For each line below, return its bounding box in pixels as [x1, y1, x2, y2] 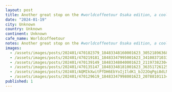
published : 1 [5, 79, 33, 84]
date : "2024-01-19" [5, 17, 47, 22]
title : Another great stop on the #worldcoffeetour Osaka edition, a [5, 12, 157, 17]
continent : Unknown [5, 31, 47, 36]
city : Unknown [5, 21, 36, 27]
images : [5, 45, 22, 51]
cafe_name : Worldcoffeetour [5, 36, 66, 41]
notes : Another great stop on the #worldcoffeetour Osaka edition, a [5, 41, 157, 46]
